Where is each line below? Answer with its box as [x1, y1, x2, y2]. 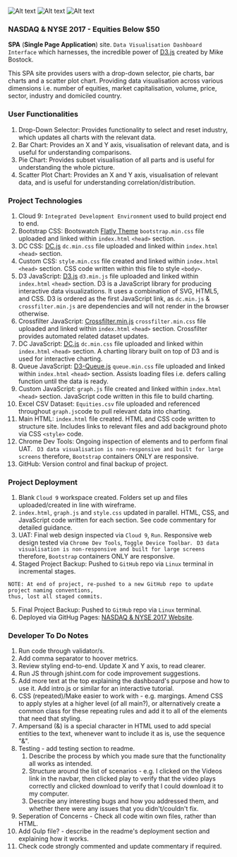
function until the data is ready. [18, 377, 109, 385]
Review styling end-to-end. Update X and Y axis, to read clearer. [18, 662, 206, 670]
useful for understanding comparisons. [18, 148, 132, 156]
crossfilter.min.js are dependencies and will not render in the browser [18, 301, 229, 310]
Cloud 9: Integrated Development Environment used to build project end [18, 211, 226, 220]
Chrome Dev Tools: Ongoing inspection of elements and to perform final [18, 437, 229, 445]
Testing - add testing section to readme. [18, 745, 135, 753]
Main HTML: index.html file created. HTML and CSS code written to [18, 414, 216, 423]
